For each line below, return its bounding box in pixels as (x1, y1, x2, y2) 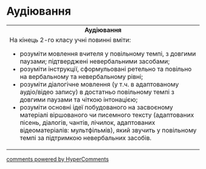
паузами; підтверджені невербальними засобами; (20, 57, 170, 66)
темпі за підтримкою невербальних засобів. (20, 133, 152, 142)
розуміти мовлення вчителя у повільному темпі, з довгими (20, 49, 196, 58)
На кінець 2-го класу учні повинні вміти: (9, 36, 131, 44)
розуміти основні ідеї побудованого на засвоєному (20, 103, 174, 111)
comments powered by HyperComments (6, 155, 109, 163)
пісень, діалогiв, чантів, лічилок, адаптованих (20, 118, 156, 127)
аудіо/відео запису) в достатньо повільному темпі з (20, 88, 175, 96)
